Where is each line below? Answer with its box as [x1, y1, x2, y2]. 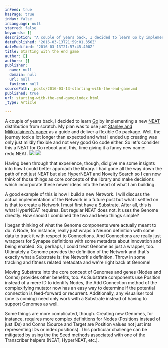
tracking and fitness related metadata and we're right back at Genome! [5, 259, 151, 265]
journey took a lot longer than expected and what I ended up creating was [5, 134, 157, 140]
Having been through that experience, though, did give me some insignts [5, 160, 155, 166]
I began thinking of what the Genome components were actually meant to [5, 222, 156, 228]
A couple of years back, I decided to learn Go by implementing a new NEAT [5, 118, 160, 124]
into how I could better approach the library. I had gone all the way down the [5, 166, 162, 172]
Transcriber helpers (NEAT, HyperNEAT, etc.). [5, 337, 99, 343]
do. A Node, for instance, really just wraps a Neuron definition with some [5, 228, 155, 234]
